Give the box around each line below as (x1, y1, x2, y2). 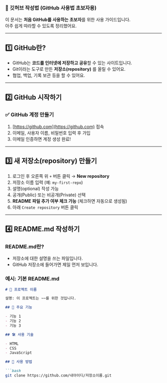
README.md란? (5, 243, 44, 250)
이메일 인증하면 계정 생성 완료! (12, 136, 71, 142)
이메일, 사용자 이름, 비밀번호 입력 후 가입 (12, 129, 91, 135)
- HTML (5, 341, 19, 346)
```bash (5, 369, 21, 374)
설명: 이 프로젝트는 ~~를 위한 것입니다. (5, 296, 77, 301)
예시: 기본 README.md (5, 275, 60, 282)
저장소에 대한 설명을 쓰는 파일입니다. (12, 255, 83, 261)
